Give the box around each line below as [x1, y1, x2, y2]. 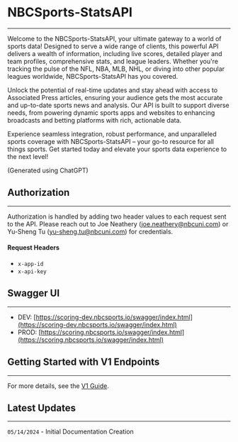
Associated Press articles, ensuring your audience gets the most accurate [7, 93, 223, 101]
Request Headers [7, 243, 60, 252]
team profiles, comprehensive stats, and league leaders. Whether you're [7, 57, 218, 65]
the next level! [7, 152, 48, 160]
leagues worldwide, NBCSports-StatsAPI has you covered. [7, 72, 178, 80]
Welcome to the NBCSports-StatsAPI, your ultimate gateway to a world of [7, 34, 222, 43]
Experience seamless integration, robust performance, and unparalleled [7, 129, 217, 138]
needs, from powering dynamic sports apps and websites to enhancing [7, 108, 215, 117]
